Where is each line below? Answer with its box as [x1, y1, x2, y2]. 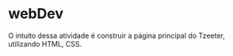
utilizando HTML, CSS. [8, 39, 82, 48]
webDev [8, 5, 63, 23]
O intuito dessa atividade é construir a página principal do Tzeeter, [8, 31, 226, 40]
